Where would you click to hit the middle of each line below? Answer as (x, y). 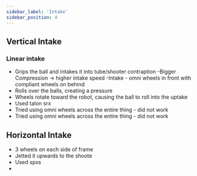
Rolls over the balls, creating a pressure (63, 91)
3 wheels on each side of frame (54, 149)
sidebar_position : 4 (32, 17)
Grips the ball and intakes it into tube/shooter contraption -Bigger (96, 72)
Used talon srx (33, 104)
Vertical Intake (34, 42)
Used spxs (28, 162)
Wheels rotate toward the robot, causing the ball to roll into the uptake (101, 97)
